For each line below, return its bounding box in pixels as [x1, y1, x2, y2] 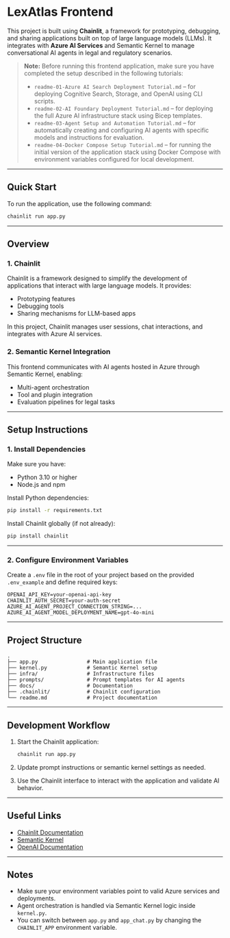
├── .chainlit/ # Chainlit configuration [7, 689, 161, 696]
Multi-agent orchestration [16, 383, 90, 391]
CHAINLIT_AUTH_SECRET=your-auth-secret [7, 597, 121, 605]
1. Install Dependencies [7, 444, 86, 454]
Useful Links [7, 810, 62, 822]
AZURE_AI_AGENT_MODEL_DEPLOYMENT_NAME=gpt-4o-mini [7, 609, 155, 616]
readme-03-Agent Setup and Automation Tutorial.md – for [34, 118, 196, 127]
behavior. [16, 783, 44, 791]
